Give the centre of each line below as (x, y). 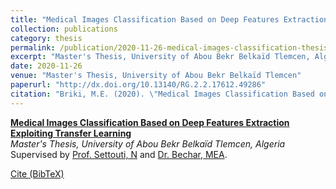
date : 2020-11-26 (46, 66)
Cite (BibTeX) (37, 173)
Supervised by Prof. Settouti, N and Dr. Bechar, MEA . (119, 154)
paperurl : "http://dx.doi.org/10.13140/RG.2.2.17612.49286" (138, 85)
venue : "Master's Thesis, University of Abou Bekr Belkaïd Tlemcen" (156, 76)
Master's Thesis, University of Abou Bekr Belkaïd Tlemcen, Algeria (148, 143)
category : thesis (46, 38)
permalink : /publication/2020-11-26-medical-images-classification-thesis (169, 47)
